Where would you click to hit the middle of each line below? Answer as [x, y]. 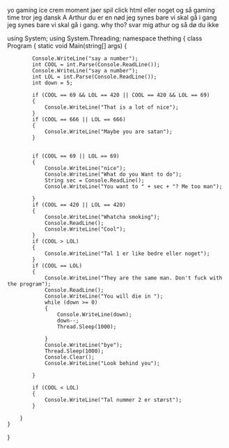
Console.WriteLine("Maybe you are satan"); [108, 132]
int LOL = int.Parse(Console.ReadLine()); [95, 77]
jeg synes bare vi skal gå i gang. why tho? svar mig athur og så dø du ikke [113, 25]
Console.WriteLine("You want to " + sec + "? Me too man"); [133, 187]
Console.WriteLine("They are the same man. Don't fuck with [133, 278]
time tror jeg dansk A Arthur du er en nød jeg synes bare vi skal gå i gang [112, 17]
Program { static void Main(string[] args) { [67, 46]
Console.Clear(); [70, 357]
